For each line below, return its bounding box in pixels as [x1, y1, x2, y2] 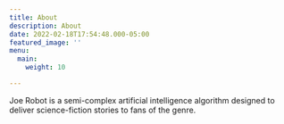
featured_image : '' [9, 37, 82, 47]
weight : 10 [25, 63, 66, 72]
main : [17, 54, 38, 63]
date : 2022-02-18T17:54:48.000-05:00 [9, 29, 150, 38]
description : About [9, 21, 82, 30]
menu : [9, 46, 29, 55]
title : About [9, 12, 58, 22]
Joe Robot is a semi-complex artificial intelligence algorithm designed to [9, 95, 275, 105]
